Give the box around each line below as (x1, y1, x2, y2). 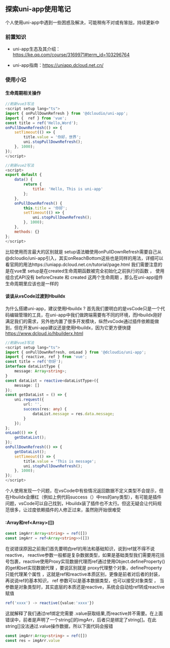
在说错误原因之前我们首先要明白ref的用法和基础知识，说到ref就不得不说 (5, 545, 155, 552)
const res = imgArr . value (5, 638, 60, 643)
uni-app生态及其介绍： (12, 46, 61, 52)
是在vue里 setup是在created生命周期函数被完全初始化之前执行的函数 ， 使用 (5, 267, 165, 274)
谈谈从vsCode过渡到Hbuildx (5, 293, 65, 300)
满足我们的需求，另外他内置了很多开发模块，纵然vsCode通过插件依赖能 (5, 318, 155, 324)
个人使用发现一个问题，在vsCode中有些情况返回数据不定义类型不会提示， (5, 488, 159, 494)
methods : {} (14, 229, 40, 234)
